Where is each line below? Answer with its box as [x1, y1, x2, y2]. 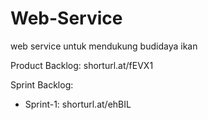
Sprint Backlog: [10, 78, 74, 91]
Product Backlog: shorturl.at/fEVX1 [10, 59, 154, 71]
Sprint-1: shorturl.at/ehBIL [24, 98, 132, 110]
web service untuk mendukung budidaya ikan [10, 40, 198, 52]
